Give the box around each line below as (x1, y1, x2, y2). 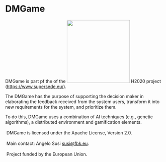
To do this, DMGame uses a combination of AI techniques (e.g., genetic (5, 114, 153, 120)
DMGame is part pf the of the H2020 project (5, 78, 161, 84)
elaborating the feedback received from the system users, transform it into (5, 99, 160, 105)
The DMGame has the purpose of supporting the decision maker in (5, 93, 144, 99)
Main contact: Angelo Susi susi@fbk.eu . (6, 140, 90, 146)
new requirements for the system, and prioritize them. (5, 104, 117, 110)
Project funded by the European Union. (6, 151, 88, 157)
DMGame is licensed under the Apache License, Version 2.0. (6, 129, 132, 136)
